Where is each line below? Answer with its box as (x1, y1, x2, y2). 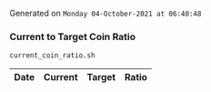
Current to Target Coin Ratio (9, 30, 136, 43)
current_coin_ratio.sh (9, 51, 95, 60)
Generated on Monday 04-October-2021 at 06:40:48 (9, 8, 202, 18)
